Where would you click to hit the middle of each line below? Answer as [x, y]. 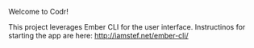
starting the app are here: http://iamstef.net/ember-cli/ [98, 36]
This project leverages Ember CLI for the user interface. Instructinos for [127, 27]
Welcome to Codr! [38, 12]
